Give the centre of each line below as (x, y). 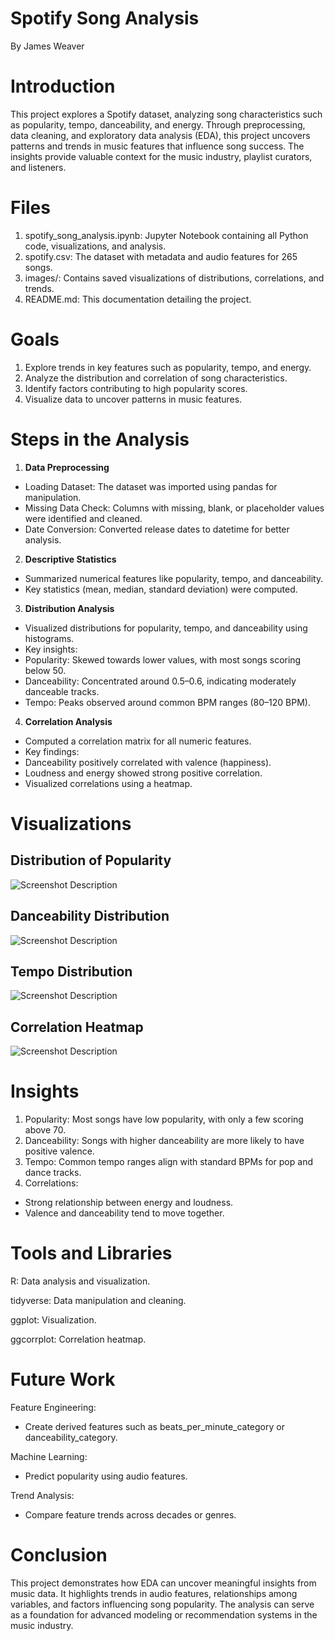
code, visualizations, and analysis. (95, 246)
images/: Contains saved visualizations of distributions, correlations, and (174, 278)
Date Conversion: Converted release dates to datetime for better (157, 529)
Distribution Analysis (69, 608)
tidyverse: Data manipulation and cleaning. (98, 1300)
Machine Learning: (49, 1456)
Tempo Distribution (71, 971)
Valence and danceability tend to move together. (124, 1213)
